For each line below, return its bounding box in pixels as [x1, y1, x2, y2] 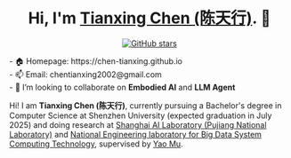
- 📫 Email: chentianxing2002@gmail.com [9, 68, 162, 80]
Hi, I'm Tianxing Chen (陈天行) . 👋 [28, 8, 271, 28]
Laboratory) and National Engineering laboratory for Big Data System [9, 129, 263, 139]
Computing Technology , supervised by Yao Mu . [9, 138, 184, 149]
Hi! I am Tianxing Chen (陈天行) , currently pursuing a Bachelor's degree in [9, 99, 282, 111]
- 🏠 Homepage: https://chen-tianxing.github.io [9, 55, 182, 67]
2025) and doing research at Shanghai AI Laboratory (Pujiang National [9, 119, 267, 130]
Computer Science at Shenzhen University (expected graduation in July [9, 110, 272, 121]
